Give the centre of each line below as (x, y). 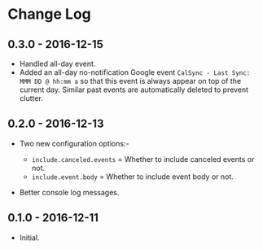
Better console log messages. (69, 192)
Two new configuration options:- (74, 143)
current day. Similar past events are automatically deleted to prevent (134, 90)
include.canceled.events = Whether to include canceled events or (143, 159)
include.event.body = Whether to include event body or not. (132, 177)
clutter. (31, 98)
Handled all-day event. (57, 63)
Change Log (49, 14)
